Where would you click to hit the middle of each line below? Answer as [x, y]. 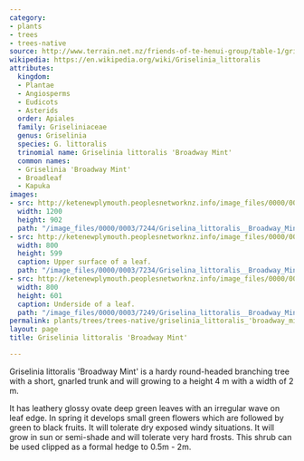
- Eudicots [38, 102]
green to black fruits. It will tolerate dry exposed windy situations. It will [142, 427]
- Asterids [38, 110]
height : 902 [40, 220]
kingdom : [34, 77]
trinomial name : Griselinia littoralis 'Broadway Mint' [125, 152]
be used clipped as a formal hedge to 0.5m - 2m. [100, 447]
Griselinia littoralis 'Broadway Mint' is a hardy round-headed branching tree [149, 371]
